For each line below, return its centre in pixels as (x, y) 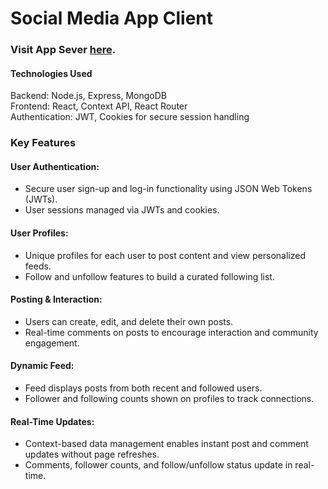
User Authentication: (55, 166)
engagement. (52, 343)
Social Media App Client (112, 18)
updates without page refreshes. (92, 454)
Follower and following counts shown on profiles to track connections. (169, 399)
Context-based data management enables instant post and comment (166, 444)
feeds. (38, 266)
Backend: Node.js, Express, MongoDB (88, 96)
